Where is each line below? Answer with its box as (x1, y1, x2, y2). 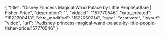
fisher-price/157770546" (5, 25, 55, 31)
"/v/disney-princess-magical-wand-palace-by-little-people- (34, 20, 157, 26)
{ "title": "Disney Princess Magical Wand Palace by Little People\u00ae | (5, 5, 152, 10)
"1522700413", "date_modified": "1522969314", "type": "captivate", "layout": (5, 15, 161, 20)
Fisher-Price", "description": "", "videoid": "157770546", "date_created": (5, 10, 152, 16)
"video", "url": (5, 20, 34, 26)
